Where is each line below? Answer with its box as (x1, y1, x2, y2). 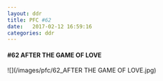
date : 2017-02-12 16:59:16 (7, 23, 92, 30)
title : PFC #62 (7, 17, 52, 24)
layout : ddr (7, 10, 42, 17)
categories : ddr (7, 29, 55, 37)
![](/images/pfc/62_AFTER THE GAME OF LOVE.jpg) (7, 66, 157, 75)
